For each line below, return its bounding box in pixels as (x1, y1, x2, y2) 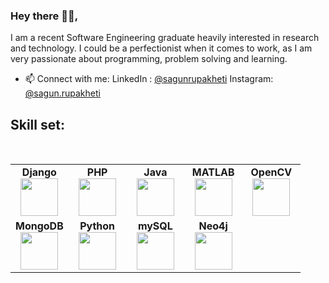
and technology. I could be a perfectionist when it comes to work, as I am (10, 42, 313, 54)
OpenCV (250, 165, 293, 179)
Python (79, 219, 116, 233)
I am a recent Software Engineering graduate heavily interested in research (10, 32, 320, 44)
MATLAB (191, 165, 235, 179)
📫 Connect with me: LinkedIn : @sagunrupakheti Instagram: (24, 73, 274, 85)
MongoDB (15, 219, 64, 233)
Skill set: (10, 116, 65, 133)
